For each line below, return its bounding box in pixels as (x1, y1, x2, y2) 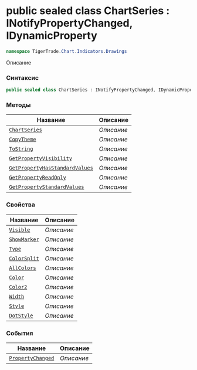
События (6, 329, 33, 337)
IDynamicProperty (6, 29, 98, 42)
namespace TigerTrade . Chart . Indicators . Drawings (6, 48, 127, 54)
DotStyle (9, 312, 33, 319)
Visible (9, 226, 30, 233)
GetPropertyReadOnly (9, 174, 66, 181)
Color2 (9, 283, 28, 290)
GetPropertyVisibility (9, 155, 72, 162)
